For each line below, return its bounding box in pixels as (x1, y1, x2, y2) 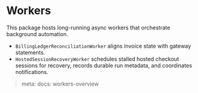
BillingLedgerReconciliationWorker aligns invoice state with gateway (15, 42, 191, 50)
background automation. (6, 30, 69, 37)
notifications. (15, 68, 49, 75)
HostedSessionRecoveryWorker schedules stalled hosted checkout (15, 55, 180, 62)
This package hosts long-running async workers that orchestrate (6, 24, 170, 31)
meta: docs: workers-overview (21, 80, 99, 87)
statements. (15, 48, 45, 56)
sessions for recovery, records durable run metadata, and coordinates (15, 62, 192, 69)
